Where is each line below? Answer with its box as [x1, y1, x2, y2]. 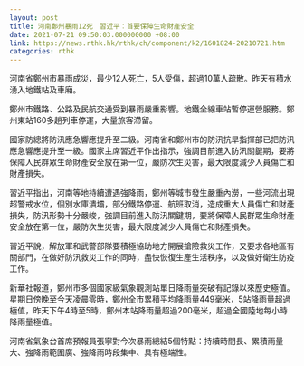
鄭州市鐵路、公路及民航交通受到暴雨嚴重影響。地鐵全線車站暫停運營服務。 [9, 103, 287, 114]
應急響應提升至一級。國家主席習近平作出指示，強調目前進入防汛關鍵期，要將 [9, 146, 295, 157]
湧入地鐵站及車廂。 [9, 84, 81, 95]
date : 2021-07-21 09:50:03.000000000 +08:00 [9, 30, 180, 39]
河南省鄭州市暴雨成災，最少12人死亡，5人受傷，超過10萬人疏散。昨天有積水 [9, 73, 292, 84]
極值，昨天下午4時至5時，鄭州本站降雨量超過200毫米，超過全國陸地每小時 [9, 305, 288, 316]
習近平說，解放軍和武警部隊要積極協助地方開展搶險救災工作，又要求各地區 [9, 241, 287, 252]
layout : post [9, 13, 59, 23]
